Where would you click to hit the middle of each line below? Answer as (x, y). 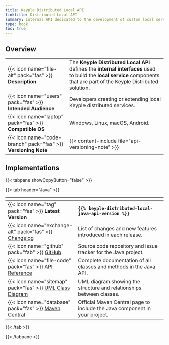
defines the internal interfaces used (113, 68)
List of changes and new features (118, 228)
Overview (21, 49)
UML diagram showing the (109, 281)
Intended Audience (31, 108)
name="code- (45, 137)
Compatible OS (26, 129)
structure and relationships (110, 288)
